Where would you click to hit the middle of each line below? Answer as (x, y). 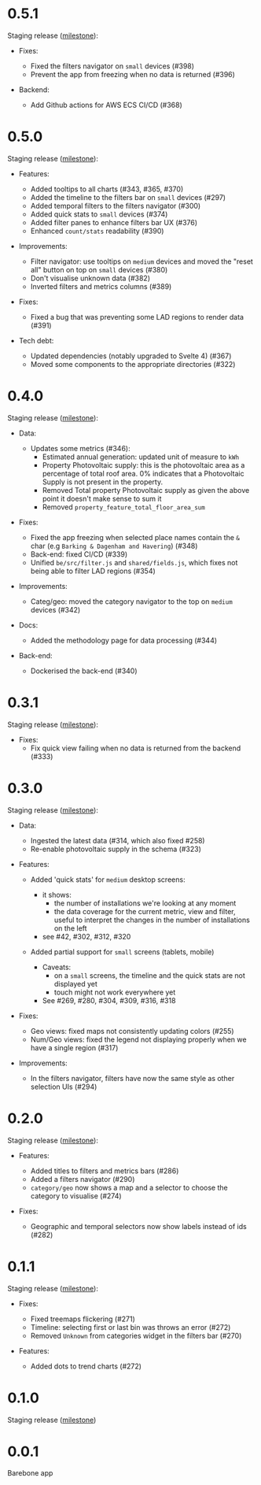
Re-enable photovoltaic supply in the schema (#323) (116, 849)
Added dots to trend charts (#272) (86, 1366)
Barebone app (30, 1473)
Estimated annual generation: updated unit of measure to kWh (141, 457)
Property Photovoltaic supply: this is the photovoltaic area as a (143, 465)
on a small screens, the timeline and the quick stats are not (149, 975)
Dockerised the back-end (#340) (84, 671)
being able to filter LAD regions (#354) (93, 571)
